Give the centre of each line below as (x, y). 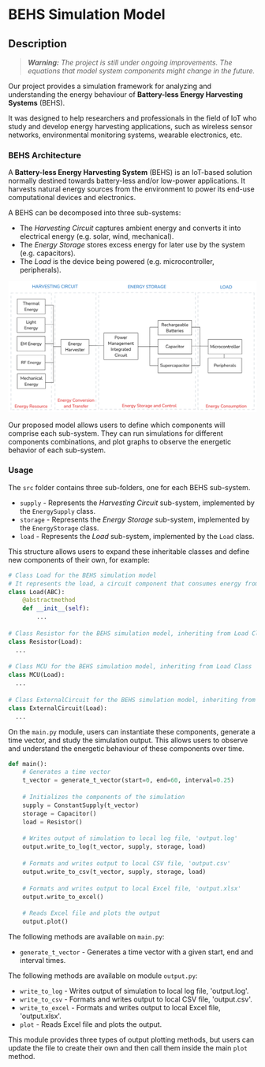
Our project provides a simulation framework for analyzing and (110, 86)
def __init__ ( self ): (56, 608)
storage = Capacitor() (60, 813)
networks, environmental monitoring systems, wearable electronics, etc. (125, 135)
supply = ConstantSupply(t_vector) (81, 805)
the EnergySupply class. (58, 511)
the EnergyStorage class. (59, 528)
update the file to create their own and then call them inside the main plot (128, 1048)
